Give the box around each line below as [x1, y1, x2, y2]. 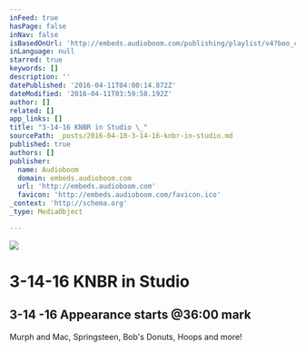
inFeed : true [9, 13, 59, 23]
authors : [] [9, 148, 54, 157]
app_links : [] [9, 114, 64, 123]
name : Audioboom [17, 165, 79, 174]
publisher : [9, 156, 51, 166]
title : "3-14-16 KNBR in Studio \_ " [9, 123, 148, 132]
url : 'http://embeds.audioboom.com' [17, 182, 156, 191]
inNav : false [9, 30, 59, 39]
